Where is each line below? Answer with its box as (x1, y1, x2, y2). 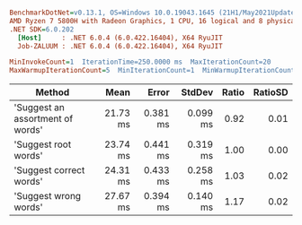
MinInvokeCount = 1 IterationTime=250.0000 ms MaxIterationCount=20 (9, 57, 271, 67)
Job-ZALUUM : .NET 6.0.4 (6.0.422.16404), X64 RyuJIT (17, 41, 223, 50)
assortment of (13, 113, 74, 125)
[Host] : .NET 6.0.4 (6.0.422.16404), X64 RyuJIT (17, 33, 223, 42)
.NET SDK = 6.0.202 (9, 24, 75, 34)
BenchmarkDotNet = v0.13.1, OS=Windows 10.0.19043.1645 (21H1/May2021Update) (9, 8, 299, 17)
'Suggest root (13, 138, 72, 151)
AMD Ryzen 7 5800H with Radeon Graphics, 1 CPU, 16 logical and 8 (9, 16, 263, 25)
